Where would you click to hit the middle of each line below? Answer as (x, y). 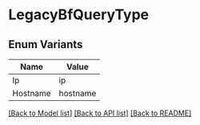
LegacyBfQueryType (79, 15)
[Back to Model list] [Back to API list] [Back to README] (100, 113)
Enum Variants (46, 44)
